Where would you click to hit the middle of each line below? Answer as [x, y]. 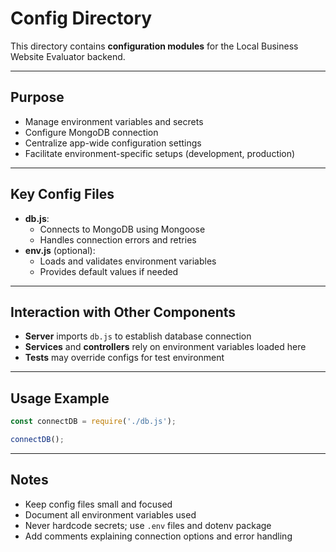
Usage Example [60, 398]
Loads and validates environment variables [128, 261]
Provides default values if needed [109, 271]
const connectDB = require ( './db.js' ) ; [93, 422]
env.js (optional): [60, 250]
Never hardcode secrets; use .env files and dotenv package [148, 525]
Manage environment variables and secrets [114, 121]
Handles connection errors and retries [118, 239]
